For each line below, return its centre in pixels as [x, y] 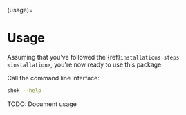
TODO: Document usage [42, 104]
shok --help [24, 90]
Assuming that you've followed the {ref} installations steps [93, 57]
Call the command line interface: [54, 78]
